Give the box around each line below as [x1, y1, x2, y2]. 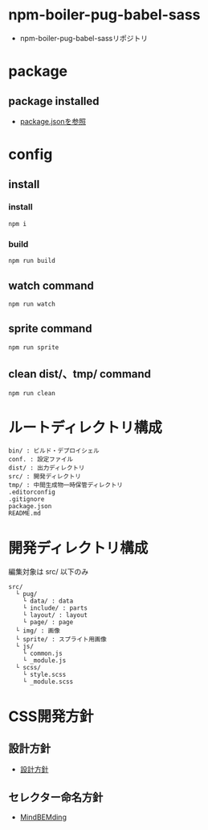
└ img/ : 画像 [15, 627, 60, 635]
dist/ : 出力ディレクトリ [8, 464, 85, 473]
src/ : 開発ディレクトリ [8, 473, 82, 481]
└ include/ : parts [22, 604, 88, 612]
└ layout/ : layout [22, 611, 88, 619]
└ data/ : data [22, 597, 74, 606]
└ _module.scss [22, 678, 74, 686]
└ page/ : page [22, 619, 74, 627]
